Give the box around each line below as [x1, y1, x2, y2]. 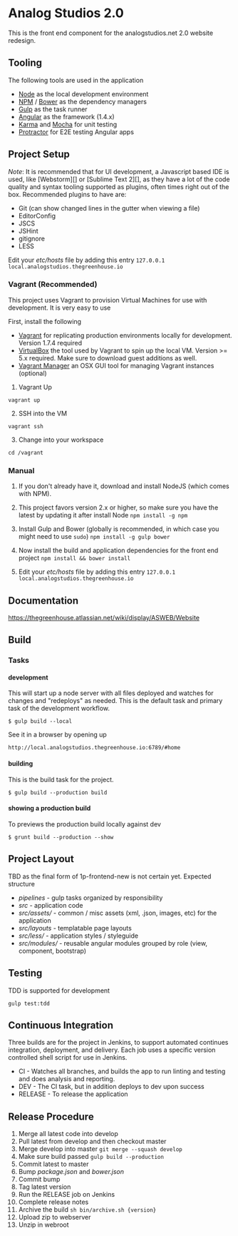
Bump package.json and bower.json [18, 1167, 124, 1176]
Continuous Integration [8, 1019, 113, 1031]
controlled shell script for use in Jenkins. [8, 1053, 128, 1062]
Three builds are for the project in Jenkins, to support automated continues [8, 1038, 229, 1047]
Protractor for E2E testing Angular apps [18, 127, 135, 136]
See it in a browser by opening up [8, 730, 108, 739]
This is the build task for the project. [8, 775, 114, 784]
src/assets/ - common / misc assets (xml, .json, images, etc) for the [18, 908, 217, 917]
